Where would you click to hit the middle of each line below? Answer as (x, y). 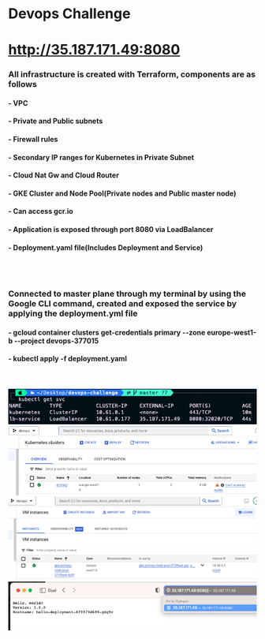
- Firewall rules (33, 140)
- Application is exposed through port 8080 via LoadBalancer (111, 230)
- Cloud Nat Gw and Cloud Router (64, 175)
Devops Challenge (69, 14)
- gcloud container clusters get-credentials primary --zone (107, 332)
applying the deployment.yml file (73, 314)
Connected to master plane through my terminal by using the (127, 294)
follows (22, 84)
